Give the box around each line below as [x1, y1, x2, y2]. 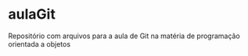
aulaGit [8, 5, 56, 23]
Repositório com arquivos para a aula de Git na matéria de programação [8, 31, 240, 40]
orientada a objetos [8, 39, 71, 48]
